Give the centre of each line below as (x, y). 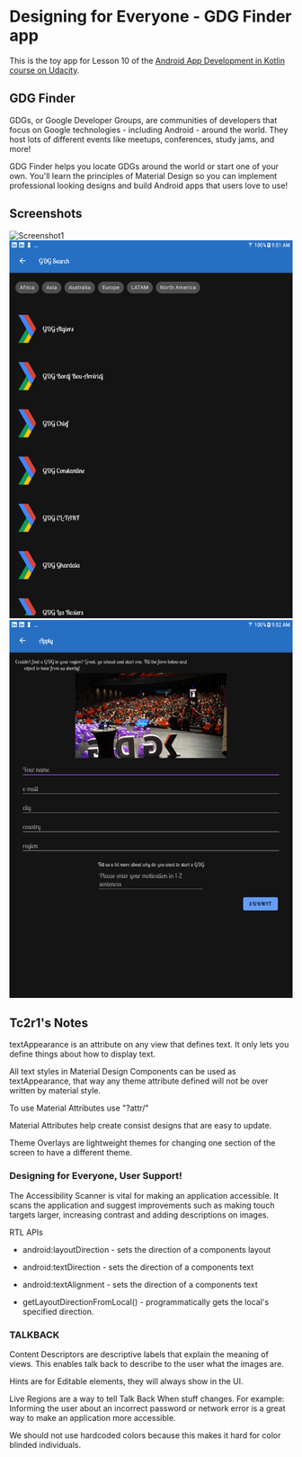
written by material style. (55, 1091)
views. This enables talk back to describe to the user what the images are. (147, 1363)
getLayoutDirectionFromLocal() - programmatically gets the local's (146, 1301)
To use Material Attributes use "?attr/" (80, 1108)
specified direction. (58, 1311)
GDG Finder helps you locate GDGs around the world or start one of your (144, 166)
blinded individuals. (45, 1444)
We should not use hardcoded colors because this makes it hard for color (145, 1435)
